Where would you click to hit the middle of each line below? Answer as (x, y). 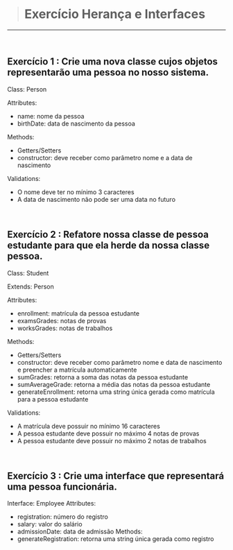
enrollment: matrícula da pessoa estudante (78, 313)
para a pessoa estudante (53, 399)
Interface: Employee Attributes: (51, 504)
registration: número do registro (63, 517)
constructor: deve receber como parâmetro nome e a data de (105, 157)
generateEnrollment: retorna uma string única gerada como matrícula (116, 392)
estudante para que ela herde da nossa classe (109, 246)
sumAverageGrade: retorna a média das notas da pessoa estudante (114, 384)
